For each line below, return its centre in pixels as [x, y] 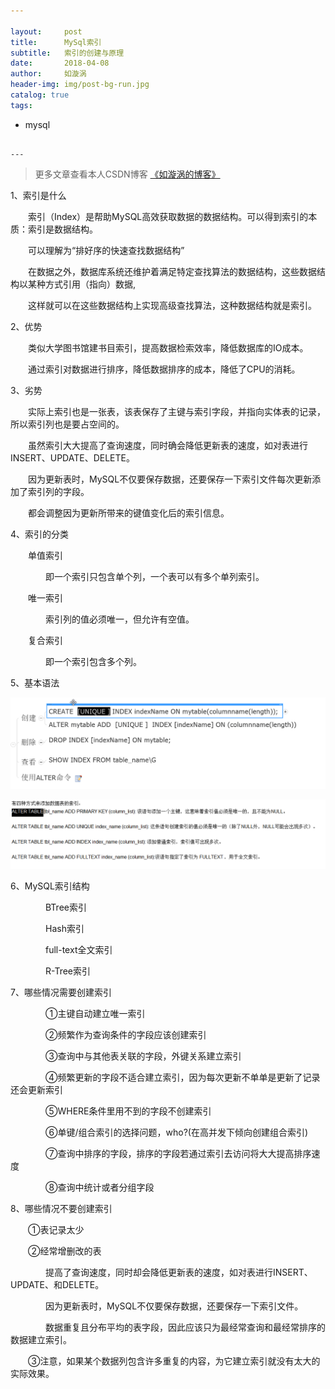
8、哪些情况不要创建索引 [61, 1209]
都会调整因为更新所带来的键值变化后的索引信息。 [128, 512]
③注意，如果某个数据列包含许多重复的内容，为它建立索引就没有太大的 [174, 1361]
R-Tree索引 [68, 971]
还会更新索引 [36, 1090]
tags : [21, 105]
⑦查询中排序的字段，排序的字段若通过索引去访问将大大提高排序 [178, 1154]
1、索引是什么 [38, 195]
